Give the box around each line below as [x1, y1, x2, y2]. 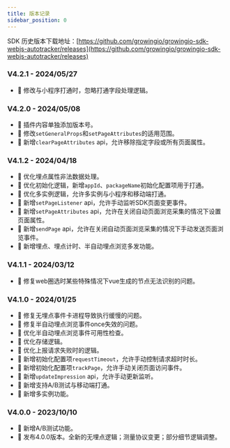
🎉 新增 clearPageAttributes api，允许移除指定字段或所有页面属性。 [17, 138, 209, 146]
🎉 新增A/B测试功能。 [17, 424, 77, 433]
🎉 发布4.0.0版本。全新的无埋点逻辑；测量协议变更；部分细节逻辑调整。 [17, 433, 222, 441]
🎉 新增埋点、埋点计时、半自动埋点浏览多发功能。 [17, 242, 158, 251]
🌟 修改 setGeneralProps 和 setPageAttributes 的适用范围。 [17, 130, 179, 138]
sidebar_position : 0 [7, 17, 68, 24]
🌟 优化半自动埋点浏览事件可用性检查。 [17, 328, 128, 337]
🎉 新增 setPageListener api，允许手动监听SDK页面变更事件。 [17, 199, 191, 207]
